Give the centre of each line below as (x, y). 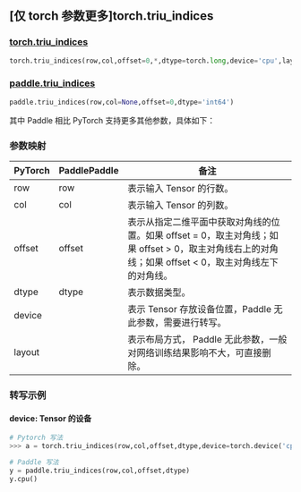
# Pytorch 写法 (36, 438)
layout (27, 352)
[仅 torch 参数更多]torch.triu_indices (112, 16)
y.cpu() (24, 479)
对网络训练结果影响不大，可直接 (195, 353)
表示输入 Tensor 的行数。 (181, 189)
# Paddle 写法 (34, 462)
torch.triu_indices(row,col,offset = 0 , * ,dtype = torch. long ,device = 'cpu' (144, 61)
